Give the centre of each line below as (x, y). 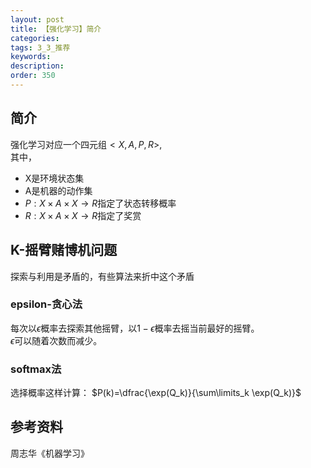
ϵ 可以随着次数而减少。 (56, 340)
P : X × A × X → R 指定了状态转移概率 (100, 203)
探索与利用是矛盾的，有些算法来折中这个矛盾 (102, 276)
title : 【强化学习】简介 (56, 29)
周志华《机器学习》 (50, 453)
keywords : (31, 57)
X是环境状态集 (54, 178)
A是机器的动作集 (58, 190)
